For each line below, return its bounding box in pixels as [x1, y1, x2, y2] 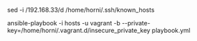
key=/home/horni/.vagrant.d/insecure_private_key [7, 27, 151, 34]
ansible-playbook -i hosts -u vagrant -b [7, 19, 120, 27]
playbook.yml [152, 27, 191, 34]
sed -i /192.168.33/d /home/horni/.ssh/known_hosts [7, 6, 155, 14]
